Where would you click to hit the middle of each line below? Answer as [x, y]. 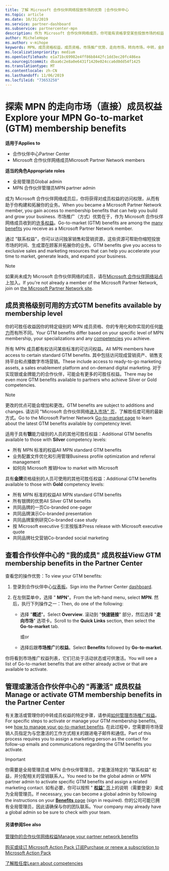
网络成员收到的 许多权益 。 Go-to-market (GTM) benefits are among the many [84, 223]
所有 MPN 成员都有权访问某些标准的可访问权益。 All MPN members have [80, 349]
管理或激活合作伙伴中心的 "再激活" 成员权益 [73, 686]
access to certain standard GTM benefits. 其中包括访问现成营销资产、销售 [82, 355]
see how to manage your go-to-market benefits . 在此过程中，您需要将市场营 [84, 727]
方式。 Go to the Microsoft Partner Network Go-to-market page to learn [79, 418]
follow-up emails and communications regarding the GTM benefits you [78, 744]
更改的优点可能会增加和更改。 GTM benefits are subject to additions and [80, 405]
